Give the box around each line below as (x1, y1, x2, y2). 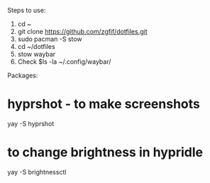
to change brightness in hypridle (7, 145, 204, 160)
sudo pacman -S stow (17, 35, 83, 43)
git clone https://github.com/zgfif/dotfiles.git (17, 28, 148, 35)
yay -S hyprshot (7, 119, 55, 128)
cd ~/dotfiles (17, 43, 55, 50)
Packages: (7, 71, 38, 79)
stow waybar (17, 50, 56, 58)
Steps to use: (7, 6, 46, 14)
